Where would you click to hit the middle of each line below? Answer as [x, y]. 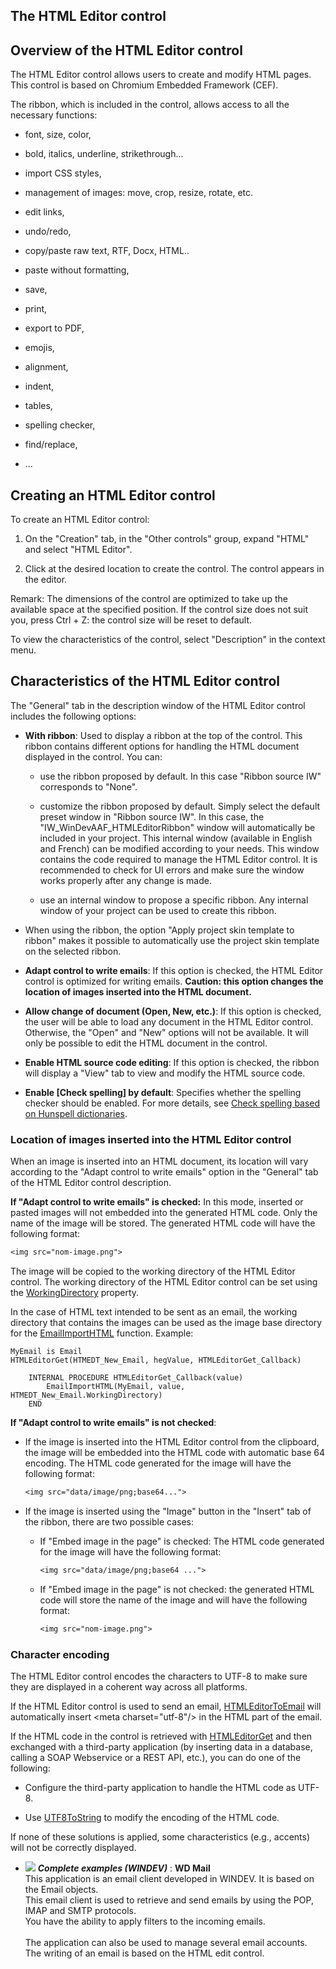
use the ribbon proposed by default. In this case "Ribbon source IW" [180, 776]
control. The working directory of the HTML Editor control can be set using [164, 1282]
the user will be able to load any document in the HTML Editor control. [169, 1021]
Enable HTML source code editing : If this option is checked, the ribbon [172, 1062]
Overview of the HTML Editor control [126, 50]
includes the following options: [73, 716]
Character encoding [60, 1654]
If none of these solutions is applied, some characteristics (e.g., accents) [160, 1836]
